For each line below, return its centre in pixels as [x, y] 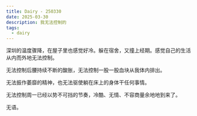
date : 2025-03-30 [27, 17]
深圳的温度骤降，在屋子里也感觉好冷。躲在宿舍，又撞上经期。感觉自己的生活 [98, 51]
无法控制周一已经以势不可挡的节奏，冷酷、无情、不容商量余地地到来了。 [93, 95]
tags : [13, 28]
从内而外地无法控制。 [32, 58]
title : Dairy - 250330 [34, 11]
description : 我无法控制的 [36, 22]
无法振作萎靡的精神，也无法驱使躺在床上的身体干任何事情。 [78, 83]
